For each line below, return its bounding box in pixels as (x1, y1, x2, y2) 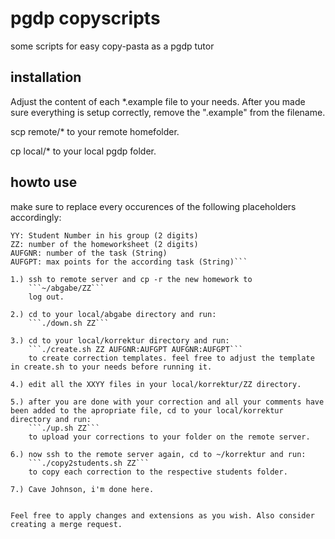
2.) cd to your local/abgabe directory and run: (10, 309, 217, 319)
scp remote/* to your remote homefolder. (10, 125, 180, 137)
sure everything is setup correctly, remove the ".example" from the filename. (10, 106, 326, 118)
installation (10, 69, 82, 86)
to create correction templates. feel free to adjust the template (28, 353, 315, 363)
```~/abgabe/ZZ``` (28, 283, 105, 293)
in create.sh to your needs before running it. (10, 362, 213, 372)
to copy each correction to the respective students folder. (28, 467, 288, 477)
